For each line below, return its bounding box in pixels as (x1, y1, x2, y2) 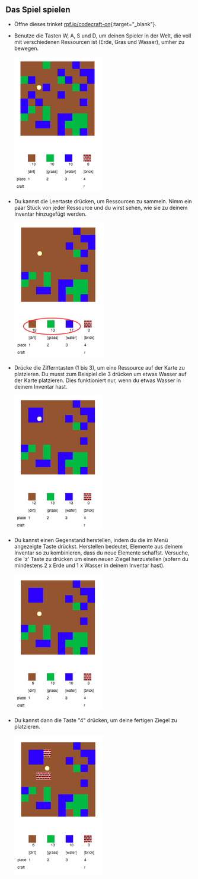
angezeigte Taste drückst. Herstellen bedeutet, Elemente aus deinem (14, 543, 183, 550)
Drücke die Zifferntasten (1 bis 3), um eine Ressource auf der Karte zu (14, 364, 185, 371)
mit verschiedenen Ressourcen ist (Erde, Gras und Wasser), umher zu (14, 38, 185, 45)
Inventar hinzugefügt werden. (14, 210, 87, 218)
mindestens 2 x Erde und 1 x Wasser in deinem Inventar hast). (14, 562, 165, 569)
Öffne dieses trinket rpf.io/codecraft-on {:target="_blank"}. (14, 20, 157, 27)
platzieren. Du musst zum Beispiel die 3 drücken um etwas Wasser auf (14, 370, 187, 377)
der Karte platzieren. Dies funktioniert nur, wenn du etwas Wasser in (14, 377, 181, 384)
